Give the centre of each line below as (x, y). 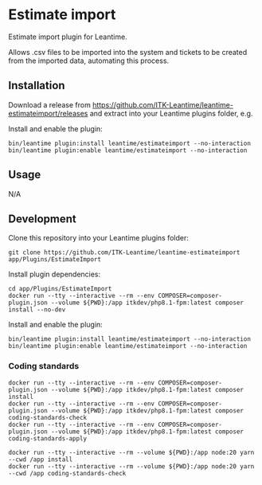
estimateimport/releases (48, 113)
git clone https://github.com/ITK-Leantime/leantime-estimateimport (124, 252)
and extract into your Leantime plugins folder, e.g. (171, 113)
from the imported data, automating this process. (89, 61)
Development (43, 219)
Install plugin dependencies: (55, 274)
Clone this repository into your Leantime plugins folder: (99, 238)
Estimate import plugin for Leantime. (68, 37)
